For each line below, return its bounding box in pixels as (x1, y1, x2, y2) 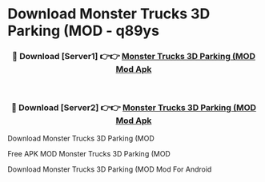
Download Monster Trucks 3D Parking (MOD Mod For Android (7, 164, 212, 174)
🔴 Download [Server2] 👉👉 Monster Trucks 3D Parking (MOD (10, 102, 257, 113)
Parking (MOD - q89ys (7, 22, 159, 40)
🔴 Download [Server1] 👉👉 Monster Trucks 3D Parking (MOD (12, 51, 255, 62)
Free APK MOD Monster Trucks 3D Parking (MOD (7, 148, 171, 158)
